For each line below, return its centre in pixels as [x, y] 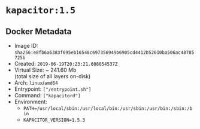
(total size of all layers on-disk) [52, 76]
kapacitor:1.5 [41, 10]
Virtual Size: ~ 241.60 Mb [45, 70]
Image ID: [26, 46]
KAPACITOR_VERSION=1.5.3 [54, 120]
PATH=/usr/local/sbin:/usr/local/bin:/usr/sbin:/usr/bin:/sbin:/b [108, 109]
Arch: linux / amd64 [36, 83]
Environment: [31, 102]
